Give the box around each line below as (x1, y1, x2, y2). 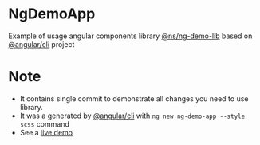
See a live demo (19, 127, 73, 137)
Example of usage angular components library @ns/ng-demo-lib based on (8, 31, 253, 41)
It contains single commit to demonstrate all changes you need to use (19, 93, 249, 104)
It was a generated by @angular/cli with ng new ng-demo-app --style (19, 111, 246, 120)
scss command (19, 119, 69, 128)
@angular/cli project (8, 39, 75, 49)
